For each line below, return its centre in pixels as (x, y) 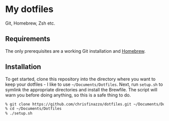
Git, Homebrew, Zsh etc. (30, 23)
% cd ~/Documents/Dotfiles (33, 109)
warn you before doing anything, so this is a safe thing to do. (68, 95)
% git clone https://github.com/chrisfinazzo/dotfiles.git (68, 104)
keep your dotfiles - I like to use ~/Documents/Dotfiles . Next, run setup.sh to (84, 84)
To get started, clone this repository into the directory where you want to (80, 79)
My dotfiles (29, 9)
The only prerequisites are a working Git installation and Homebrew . (75, 51)
